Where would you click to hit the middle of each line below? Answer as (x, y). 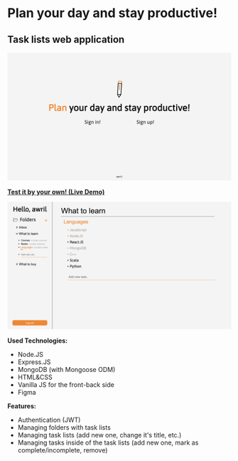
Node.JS (31, 355)
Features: (22, 406)
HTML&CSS (35, 377)
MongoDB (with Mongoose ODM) (66, 370)
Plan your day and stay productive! (113, 13)
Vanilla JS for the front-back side (66, 385)
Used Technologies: (38, 341)
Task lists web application (66, 40)
